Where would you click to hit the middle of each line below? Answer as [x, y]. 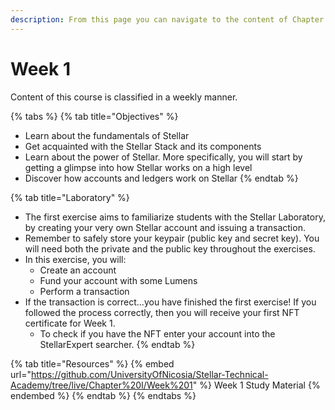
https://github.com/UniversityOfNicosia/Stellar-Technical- [149, 374]
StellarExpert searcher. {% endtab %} [117, 344]
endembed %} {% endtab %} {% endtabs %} [103, 395]
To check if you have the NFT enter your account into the [157, 333]
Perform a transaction [84, 291]
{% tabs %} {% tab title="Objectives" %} [94, 116]
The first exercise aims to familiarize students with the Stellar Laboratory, [175, 217]
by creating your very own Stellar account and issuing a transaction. [165, 227]
